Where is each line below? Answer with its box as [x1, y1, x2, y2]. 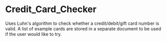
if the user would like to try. [5, 31, 62, 37]
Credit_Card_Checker [5, 4, 97, 15]
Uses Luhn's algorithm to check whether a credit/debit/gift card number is [5, 20, 159, 26]
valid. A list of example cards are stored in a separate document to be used [5, 25, 161, 31]
